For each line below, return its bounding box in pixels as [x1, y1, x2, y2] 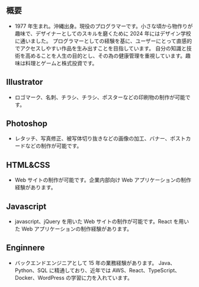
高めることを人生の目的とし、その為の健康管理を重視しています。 [25, 52, 185, 59]
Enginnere [6, 243, 45, 253]
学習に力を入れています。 [70, 274, 133, 281]
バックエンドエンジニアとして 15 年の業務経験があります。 [14, 259, 158, 266]
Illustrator [6, 77, 43, 87]
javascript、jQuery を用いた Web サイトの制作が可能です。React [14, 218, 172, 225]
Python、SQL [14, 266, 48, 274]
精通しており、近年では [54, 266, 111, 274]
